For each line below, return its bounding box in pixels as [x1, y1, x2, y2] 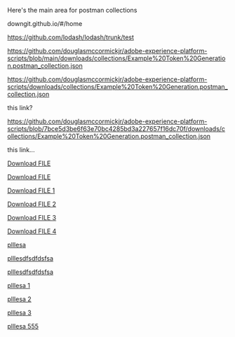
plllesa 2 [7, 295, 32, 303]
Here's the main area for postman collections [7, 6, 137, 14]
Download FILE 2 [7, 200, 57, 208]
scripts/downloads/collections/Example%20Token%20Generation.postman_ [7, 83, 228, 90]
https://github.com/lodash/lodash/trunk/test [7, 33, 135, 41]
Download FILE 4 [7, 227, 57, 235]
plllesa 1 [7, 282, 30, 289]
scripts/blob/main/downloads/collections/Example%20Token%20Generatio [7, 54, 226, 62]
